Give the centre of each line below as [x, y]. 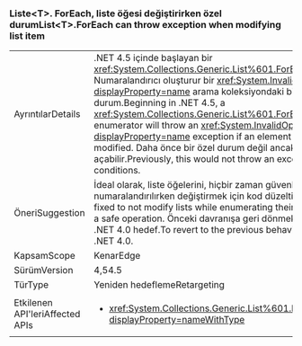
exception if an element [242, 137]
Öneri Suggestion [49, 213]
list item [27, 36]
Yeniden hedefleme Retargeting [159, 285]
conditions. [117, 171]
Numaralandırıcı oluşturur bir [154, 81]
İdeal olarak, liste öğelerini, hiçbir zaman [178, 185]
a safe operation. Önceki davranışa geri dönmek [195, 218]
